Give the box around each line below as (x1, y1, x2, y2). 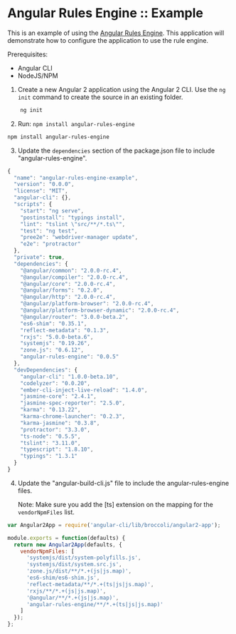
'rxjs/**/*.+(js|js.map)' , (26, 587, 107, 595)
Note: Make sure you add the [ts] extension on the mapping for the (17, 500, 213, 508)
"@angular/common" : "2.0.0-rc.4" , (20, 267, 122, 274)
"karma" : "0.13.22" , (20, 407, 81, 414)
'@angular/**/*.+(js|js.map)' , (26, 594, 119, 601)
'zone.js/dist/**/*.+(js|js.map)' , (26, 568, 132, 575)
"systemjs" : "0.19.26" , (20, 340, 91, 347)
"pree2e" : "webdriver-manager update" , (20, 234, 139, 241)
